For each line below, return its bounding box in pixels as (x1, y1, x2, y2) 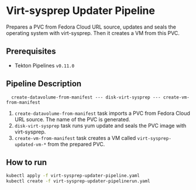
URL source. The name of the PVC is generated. (14, 115, 130, 123)
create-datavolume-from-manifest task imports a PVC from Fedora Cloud (14, 110, 190, 117)
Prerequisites (6, 47, 56, 57)
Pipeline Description (6, 79, 82, 89)
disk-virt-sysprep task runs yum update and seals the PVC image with (14, 122, 187, 129)
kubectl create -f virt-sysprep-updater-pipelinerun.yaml (6, 178, 150, 184)
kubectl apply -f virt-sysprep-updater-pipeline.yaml (6, 173, 140, 179)
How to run (6, 157, 47, 167)
